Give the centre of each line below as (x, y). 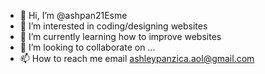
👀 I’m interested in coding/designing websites (113, 26)
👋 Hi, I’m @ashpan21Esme (73, 15)
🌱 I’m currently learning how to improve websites (120, 36)
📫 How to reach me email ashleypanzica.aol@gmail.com (137, 58)
